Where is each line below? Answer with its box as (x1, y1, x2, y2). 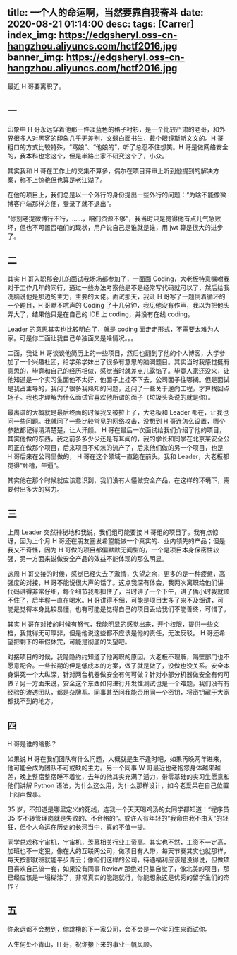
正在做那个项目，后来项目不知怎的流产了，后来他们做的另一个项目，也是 (13, 444, 224, 452)
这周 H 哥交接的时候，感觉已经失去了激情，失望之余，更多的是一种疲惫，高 (7, 569, 226, 578)
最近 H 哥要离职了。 (7, 82, 66, 91)
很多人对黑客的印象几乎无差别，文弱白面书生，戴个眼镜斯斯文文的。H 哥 (13, 134, 224, 142)
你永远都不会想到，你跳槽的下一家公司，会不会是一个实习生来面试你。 (7, 925, 212, 933)
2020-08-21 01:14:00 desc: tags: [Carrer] (7, 18, 195, 30)
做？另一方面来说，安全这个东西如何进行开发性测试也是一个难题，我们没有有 (7, 679, 230, 688)
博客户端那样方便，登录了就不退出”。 (7, 199, 116, 207)
